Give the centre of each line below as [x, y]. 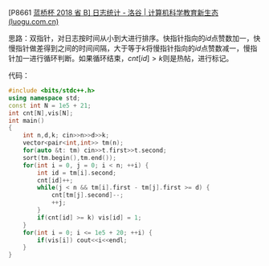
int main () [26, 121]
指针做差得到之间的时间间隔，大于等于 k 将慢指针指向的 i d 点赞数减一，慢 [132, 48]
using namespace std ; [45, 98]
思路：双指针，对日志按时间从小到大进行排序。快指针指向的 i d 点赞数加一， [131, 38]
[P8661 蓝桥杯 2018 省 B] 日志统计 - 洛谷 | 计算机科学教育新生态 [114, 12]
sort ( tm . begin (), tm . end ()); [69, 158]
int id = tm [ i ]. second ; [77, 173]
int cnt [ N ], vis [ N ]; [41, 113]
